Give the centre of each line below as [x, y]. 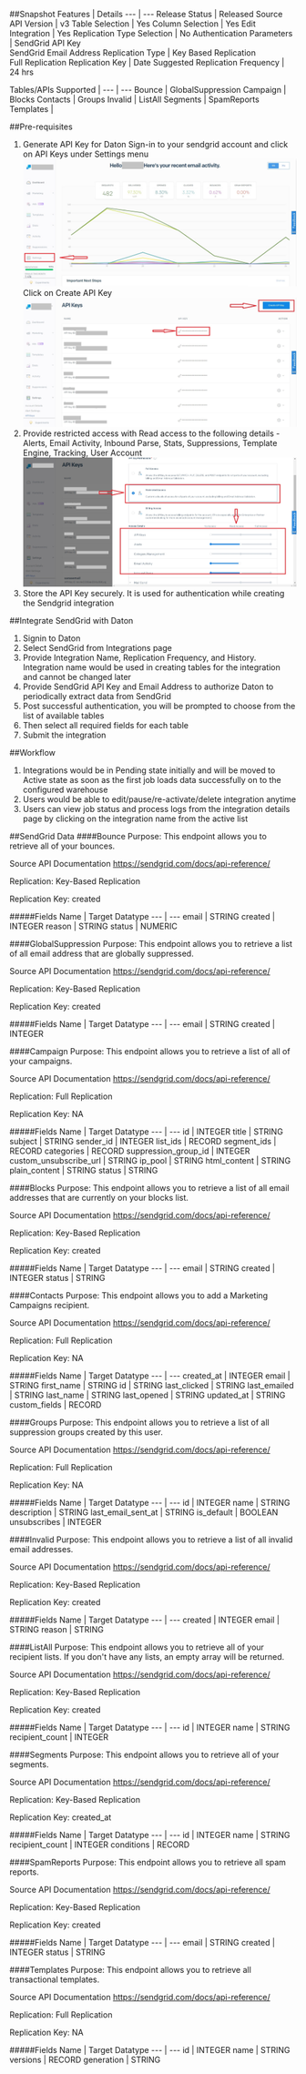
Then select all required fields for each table [106, 725]
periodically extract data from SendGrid [97, 696]
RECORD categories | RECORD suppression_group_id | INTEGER [130, 1151]
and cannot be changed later [77, 676]
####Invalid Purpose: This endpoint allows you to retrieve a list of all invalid [151, 1540]
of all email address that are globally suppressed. [102, 953]
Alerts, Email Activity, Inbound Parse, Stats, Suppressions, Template [150, 443]
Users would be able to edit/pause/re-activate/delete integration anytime [159, 799]
